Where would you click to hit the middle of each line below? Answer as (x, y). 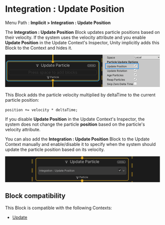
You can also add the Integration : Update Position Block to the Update (77, 139)
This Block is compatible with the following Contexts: (58, 208)
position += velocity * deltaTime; (41, 110)
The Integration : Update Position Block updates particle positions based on (82, 32)
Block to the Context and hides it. (39, 48)
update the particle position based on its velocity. (55, 149)
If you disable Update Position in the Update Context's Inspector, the (75, 119)
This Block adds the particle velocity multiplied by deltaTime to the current (80, 95)
